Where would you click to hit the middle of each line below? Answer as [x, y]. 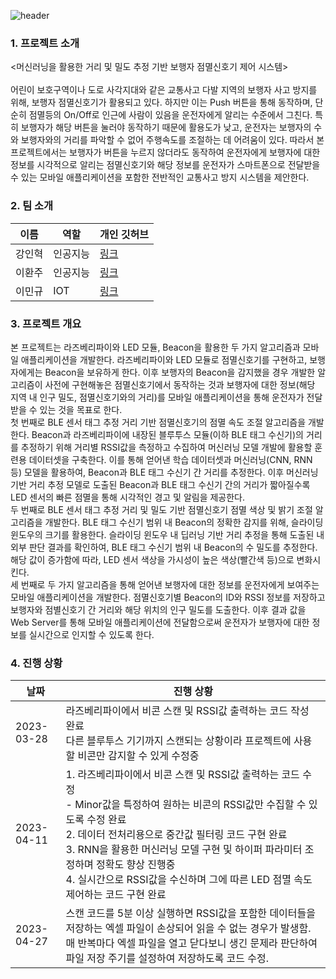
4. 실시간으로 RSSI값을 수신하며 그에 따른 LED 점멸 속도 [189, 880]
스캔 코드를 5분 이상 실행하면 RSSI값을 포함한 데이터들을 [190, 913]
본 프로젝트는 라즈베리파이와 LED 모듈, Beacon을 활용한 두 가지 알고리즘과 [155, 347]
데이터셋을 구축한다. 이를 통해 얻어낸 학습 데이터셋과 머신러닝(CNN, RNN [170, 459]
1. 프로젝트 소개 [45, 43]
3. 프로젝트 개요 [46, 323]
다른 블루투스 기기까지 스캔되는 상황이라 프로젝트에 [178, 741]
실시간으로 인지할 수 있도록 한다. [91, 634]
